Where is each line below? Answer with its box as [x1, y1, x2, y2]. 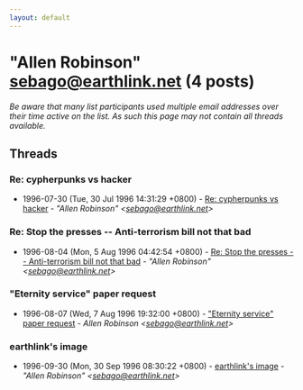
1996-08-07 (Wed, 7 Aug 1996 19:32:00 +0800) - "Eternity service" [22, 308, 274, 319]
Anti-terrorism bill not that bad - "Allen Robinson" [28, 256, 212, 267]
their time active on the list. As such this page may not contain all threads [9, 110, 284, 122]
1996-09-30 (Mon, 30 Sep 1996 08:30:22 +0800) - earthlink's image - [22, 361, 285, 372]
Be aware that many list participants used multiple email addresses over [9, 101, 280, 112]
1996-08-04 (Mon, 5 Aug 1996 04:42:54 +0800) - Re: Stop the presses [22, 246, 289, 257]
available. [9, 120, 47, 131]
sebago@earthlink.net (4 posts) [9, 71, 255, 91]
